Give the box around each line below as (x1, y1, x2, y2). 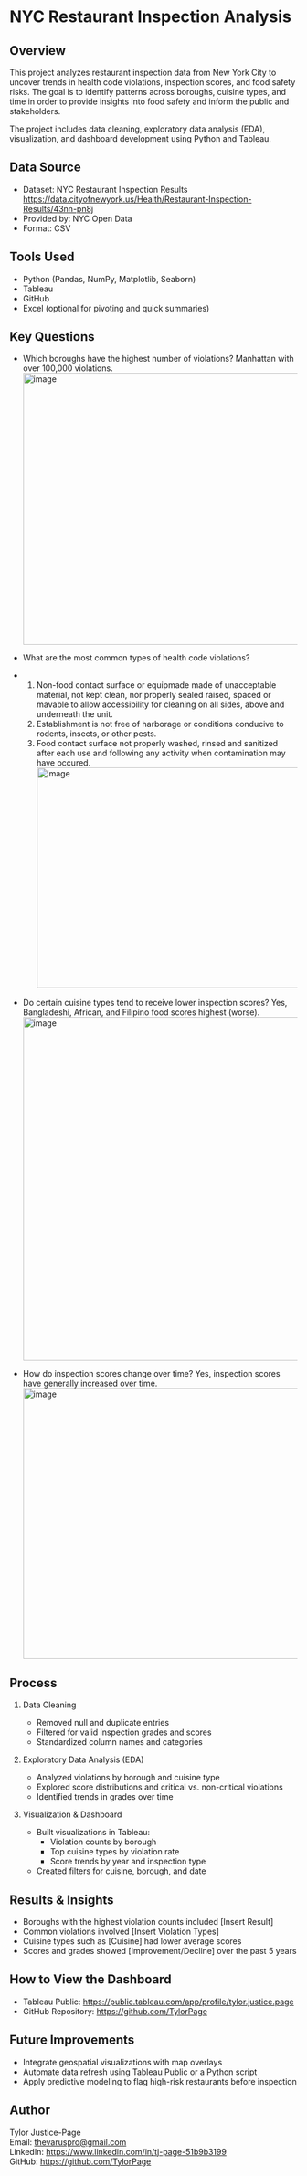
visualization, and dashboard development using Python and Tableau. (9, 133, 272, 143)
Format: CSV (22, 222, 71, 234)
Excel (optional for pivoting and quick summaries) (22, 302, 210, 313)
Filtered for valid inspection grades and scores (36, 1727, 212, 1738)
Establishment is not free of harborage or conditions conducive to (36, 719, 285, 730)
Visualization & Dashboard (22, 1809, 122, 1820)
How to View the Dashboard (9, 1971, 172, 1988)
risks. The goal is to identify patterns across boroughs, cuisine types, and (9, 87, 286, 97)
